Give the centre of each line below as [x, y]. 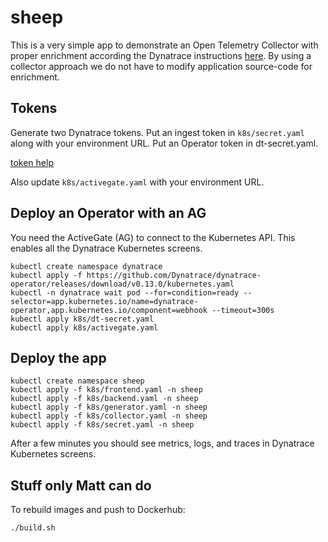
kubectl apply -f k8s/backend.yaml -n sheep [104, 399]
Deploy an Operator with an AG [108, 213]
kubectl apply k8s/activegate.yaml [84, 327]
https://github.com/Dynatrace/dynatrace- [174, 275]
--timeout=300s [243, 310]
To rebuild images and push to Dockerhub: [98, 510]
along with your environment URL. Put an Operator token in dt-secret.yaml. [164, 143]
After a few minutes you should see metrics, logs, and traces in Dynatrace [162, 443]
